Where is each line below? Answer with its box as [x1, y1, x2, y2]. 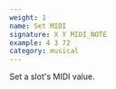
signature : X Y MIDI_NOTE [9, 30, 107, 39]
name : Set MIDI [9, 22, 67, 31]
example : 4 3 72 [9, 38, 71, 48]
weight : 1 [9, 13, 47, 22]
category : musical [9, 47, 79, 56]
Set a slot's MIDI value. [9, 71, 95, 82]
